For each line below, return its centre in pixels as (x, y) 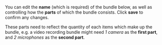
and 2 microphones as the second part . (45, 37)
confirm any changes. (27, 17)
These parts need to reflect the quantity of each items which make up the (79, 27)
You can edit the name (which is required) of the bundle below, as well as (79, 7)
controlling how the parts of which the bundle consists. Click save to (74, 12)
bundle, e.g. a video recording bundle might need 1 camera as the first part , (81, 32)
